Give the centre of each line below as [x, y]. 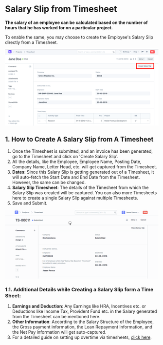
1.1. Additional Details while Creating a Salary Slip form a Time [79, 290]
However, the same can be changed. [49, 182]
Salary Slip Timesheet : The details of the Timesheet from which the [80, 187]
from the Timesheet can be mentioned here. [56, 317]
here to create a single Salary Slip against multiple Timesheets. [75, 198]
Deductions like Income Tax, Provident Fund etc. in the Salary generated [84, 311]
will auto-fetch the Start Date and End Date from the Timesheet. [76, 177]
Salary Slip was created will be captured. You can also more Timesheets [84, 193]
